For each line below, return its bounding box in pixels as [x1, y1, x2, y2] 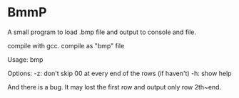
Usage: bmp [7, 55, 44, 64]
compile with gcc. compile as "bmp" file [7, 41, 125, 50]
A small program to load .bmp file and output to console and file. [7, 28, 197, 36]
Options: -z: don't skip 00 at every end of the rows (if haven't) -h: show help [7, 69, 232, 77]
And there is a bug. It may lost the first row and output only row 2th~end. [7, 82, 222, 91]
